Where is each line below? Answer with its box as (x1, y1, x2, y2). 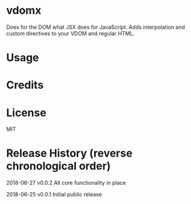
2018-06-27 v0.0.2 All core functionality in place (6, 179, 126, 187)
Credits (6, 79, 44, 92)
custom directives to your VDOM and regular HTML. (6, 29, 135, 37)
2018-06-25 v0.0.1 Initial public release (6, 191, 102, 198)
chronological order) (6, 160, 111, 173)
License (6, 106, 47, 119)
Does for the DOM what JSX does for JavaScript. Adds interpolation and (6, 23, 185, 31)
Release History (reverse (6, 146, 133, 160)
